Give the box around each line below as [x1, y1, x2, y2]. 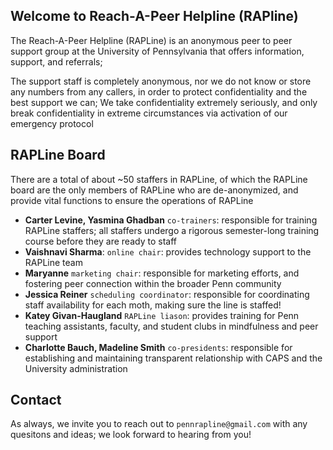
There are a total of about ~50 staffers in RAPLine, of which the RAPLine [10, 173, 308, 185]
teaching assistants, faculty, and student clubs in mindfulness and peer [24, 320, 319, 332]
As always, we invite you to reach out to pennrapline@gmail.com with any [10, 418, 308, 430]
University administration [24, 362, 128, 374]
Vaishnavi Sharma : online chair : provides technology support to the [24, 245, 312, 258]
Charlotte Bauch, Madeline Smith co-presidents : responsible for [24, 341, 293, 353]
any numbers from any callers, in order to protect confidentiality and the [10, 85, 308, 98]
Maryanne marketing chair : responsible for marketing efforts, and [24, 267, 300, 279]
